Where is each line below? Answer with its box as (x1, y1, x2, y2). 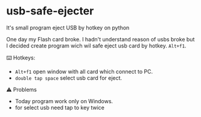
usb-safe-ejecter (6, 4, 94, 18)
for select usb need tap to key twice (14, 104, 104, 111)
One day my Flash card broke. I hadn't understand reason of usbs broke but (6, 35, 195, 43)
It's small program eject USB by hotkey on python (6, 24, 130, 31)
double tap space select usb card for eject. (14, 74, 123, 82)
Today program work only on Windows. (14, 97, 113, 104)
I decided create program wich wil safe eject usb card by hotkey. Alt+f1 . (6, 42, 187, 49)
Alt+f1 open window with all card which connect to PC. (14, 68, 153, 75)
